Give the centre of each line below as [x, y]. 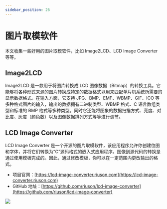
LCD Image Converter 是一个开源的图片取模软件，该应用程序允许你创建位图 [83, 146]
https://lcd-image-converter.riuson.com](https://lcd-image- [97, 175]
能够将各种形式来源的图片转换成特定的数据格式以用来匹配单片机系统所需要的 [84, 92]
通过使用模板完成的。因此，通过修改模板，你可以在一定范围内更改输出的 [79, 158]
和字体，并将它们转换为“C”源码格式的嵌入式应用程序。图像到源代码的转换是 [83, 152]
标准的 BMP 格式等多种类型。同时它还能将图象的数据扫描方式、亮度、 [85, 111]
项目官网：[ [24, 175]
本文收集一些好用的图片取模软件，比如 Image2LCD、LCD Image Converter [82, 51]
